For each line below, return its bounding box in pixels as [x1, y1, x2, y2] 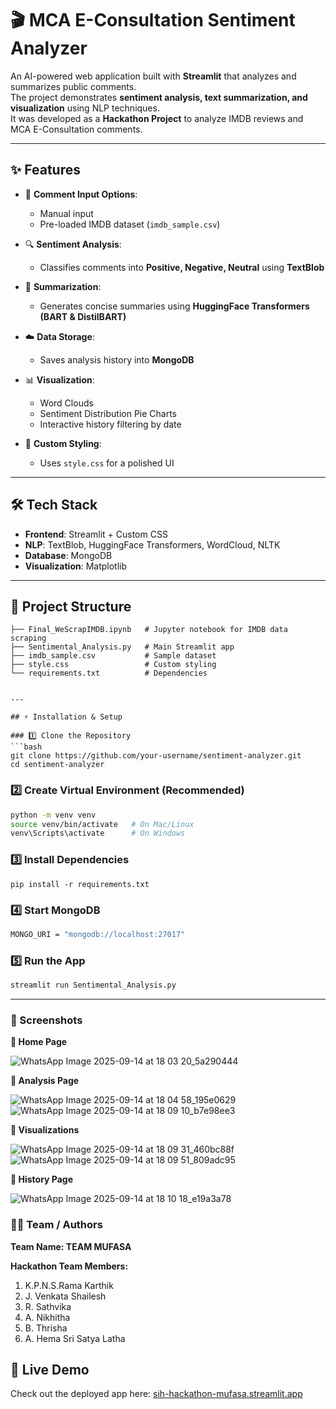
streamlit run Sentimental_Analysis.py [10, 980, 177, 991]
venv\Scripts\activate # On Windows [10, 828, 186, 839]
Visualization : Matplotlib [24, 560, 128, 572]
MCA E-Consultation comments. [10, 123, 143, 135]
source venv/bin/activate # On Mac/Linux [10, 819, 195, 829]
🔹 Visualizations [10, 1124, 80, 1136]
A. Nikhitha [24, 1311, 71, 1323]
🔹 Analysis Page [10, 1075, 80, 1087]
